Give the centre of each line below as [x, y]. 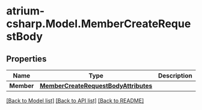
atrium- [26, 11]
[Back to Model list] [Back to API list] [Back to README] [75, 101]
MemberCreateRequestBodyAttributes [96, 86]
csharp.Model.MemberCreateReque [99, 24]
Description [175, 75]
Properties [26, 59]
